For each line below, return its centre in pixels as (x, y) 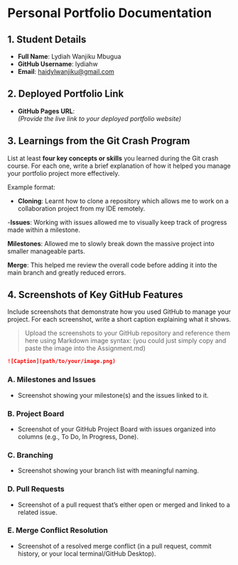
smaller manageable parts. (46, 251)
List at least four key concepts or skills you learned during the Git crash (113, 158)
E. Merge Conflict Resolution (58, 530)
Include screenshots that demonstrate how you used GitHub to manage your (119, 312)
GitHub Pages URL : (46, 111)
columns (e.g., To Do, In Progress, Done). (78, 436)
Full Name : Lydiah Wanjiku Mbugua (69, 56)
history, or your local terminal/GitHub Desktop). (87, 554)
